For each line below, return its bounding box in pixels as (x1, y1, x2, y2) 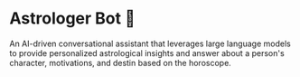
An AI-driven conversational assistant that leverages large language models (9, 38, 291, 49)
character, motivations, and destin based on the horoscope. (9, 57, 232, 68)
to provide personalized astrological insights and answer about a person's (9, 47, 285, 58)
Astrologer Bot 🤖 (9, 8, 136, 29)
